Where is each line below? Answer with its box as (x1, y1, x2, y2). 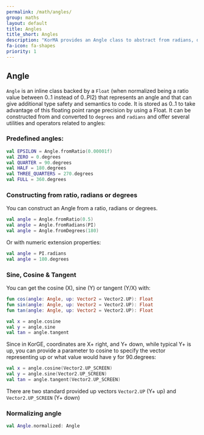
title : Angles (6, 26, 42, 32)
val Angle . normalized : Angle (6, 423, 80, 429)
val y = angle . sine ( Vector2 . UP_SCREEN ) (6, 371, 107, 377)
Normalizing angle (6, 409, 62, 417)
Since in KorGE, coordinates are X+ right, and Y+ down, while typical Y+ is (6, 341, 191, 348)
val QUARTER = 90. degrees (6, 159, 72, 166)
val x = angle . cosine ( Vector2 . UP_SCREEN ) (6, 365, 113, 371)
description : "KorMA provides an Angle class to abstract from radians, (6, 37, 194, 43)
